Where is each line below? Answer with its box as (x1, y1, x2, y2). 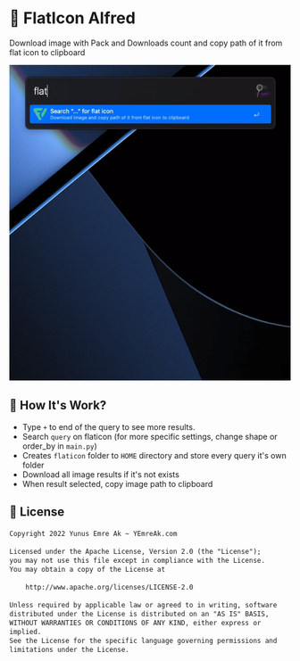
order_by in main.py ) (21, 441, 98, 451)
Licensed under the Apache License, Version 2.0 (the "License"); (9, 547, 262, 556)
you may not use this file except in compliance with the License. (9, 556, 266, 565)
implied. (9, 627, 42, 636)
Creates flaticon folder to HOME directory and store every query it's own (21, 450, 287, 460)
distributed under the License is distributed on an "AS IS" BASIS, (9, 609, 270, 618)
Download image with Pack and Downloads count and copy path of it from (9, 37, 283, 48)
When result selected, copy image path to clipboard (21, 478, 213, 489)
